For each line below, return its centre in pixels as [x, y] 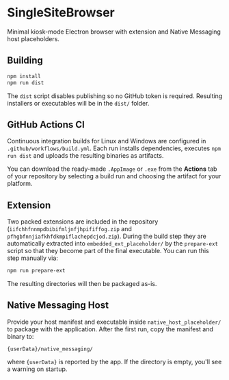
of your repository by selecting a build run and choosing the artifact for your [114, 176]
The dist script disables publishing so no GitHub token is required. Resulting [115, 96]
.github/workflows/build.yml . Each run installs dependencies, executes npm [114, 148]
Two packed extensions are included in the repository [83, 222]
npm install [24, 76]
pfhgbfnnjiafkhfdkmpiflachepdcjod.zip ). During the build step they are [107, 236]
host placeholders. [33, 38]
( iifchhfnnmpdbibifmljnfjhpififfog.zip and [69, 229]
